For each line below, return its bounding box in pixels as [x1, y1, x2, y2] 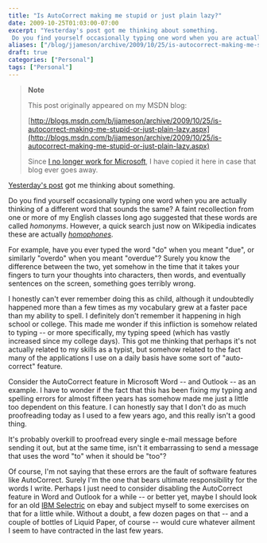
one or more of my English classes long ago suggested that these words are [8, 212, 257, 222]
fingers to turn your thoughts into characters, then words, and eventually [8, 270, 246, 279]
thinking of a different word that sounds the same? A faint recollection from [8, 204, 254, 214]
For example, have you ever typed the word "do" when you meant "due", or [8, 245, 254, 254]
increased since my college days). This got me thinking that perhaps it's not [8, 336, 257, 345]
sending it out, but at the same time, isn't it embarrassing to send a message [8, 442, 259, 452]
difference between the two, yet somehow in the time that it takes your [8, 261, 240, 271]
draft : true [8, 48, 48, 56]
